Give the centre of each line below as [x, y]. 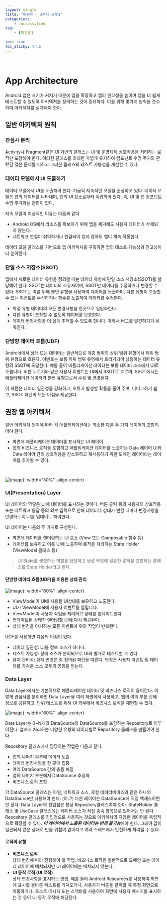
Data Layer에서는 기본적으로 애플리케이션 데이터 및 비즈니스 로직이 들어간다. [79, 690]
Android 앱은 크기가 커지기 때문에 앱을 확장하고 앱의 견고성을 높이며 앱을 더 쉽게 [83, 95]
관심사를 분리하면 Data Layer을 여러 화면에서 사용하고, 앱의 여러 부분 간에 [85, 696]
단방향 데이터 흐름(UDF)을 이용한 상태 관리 [46, 579]
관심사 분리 [18, 140]
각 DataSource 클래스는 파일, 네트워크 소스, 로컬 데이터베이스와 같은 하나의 [78, 792]
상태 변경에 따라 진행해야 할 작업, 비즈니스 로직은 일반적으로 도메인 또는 [81, 860]
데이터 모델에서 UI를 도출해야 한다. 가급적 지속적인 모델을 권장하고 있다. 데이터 [81, 190]
